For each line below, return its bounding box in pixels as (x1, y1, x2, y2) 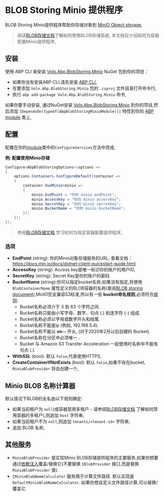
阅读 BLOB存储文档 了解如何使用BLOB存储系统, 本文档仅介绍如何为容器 (17, 32, 160, 38)
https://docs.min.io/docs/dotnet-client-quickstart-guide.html (12, 261, 136, 267)
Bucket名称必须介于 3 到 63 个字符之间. (19, 304, 100, 310)
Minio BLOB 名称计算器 (5, 382, 76, 390)
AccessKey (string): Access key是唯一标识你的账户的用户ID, (12, 267, 136, 273)
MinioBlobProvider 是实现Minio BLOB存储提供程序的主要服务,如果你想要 (12, 454, 159, 460)
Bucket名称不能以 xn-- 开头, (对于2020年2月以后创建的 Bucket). (19, 329, 151, 335)
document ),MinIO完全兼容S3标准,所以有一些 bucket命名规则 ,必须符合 (12, 292, 154, 298)
